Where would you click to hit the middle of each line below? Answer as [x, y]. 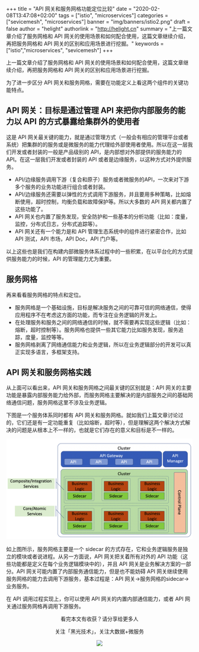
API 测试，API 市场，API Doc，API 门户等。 [68, 239]
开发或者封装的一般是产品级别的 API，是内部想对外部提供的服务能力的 [97, 152]
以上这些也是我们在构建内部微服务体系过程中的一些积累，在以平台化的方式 [97, 251]
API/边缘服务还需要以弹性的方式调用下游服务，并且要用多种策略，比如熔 [103, 194]
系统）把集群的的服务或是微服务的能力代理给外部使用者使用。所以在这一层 [97, 144]
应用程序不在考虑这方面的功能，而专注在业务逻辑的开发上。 [87, 315]
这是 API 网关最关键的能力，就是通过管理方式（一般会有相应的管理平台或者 [97, 137]
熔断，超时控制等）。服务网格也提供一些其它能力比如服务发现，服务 [97, 330]
